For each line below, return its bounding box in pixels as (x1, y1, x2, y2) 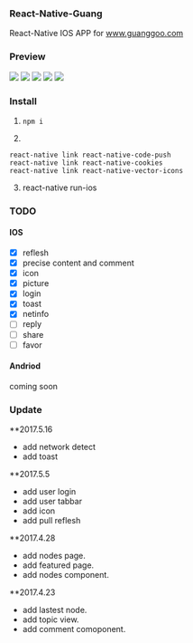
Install (9, 94, 38, 107)
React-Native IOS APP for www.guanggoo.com (9, 28, 184, 39)
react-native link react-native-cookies (9, 158, 164, 168)
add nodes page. (22, 551, 86, 561)
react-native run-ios (22, 182, 97, 193)
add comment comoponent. (22, 624, 126, 635)
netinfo (22, 309, 50, 320)
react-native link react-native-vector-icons (9, 166, 183, 175)
